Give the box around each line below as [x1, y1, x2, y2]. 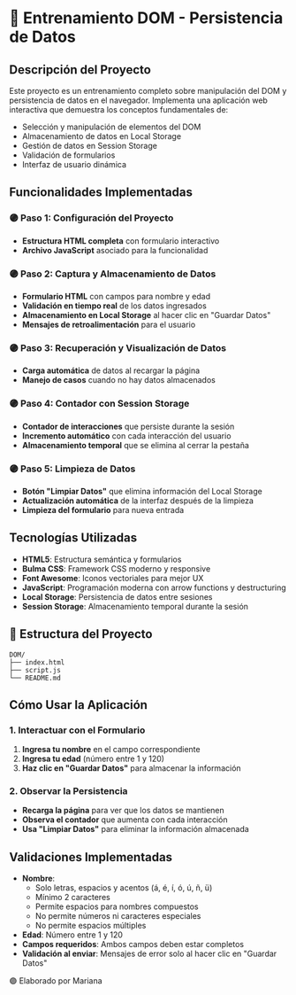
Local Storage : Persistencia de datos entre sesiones [21, 591, 213, 602]
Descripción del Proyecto [9, 62, 152, 77]
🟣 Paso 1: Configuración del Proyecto [9, 212, 174, 224]
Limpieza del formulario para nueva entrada [21, 504, 185, 515]
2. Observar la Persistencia [9, 785, 128, 797]
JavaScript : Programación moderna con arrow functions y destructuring [21, 582, 287, 593]
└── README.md [9, 673, 62, 682]
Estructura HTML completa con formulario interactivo [21, 235, 220, 246]
